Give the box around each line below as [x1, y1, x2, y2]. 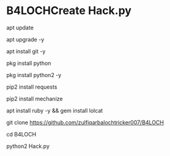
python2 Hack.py [6, 142, 50, 150]
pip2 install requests [6, 83, 57, 91]
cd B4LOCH [6, 130, 37, 138]
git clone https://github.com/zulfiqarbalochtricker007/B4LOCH [6, 119, 164, 126]
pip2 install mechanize [6, 95, 63, 102]
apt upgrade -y [6, 35, 45, 43]
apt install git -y [6, 47, 46, 55]
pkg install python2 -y [6, 71, 62, 78]
